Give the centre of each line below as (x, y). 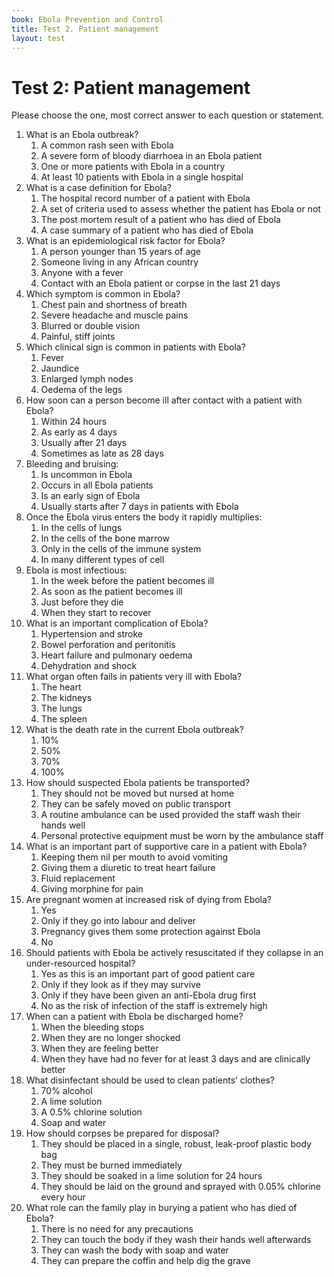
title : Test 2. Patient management (85, 29)
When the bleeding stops (92, 1027)
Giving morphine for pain (92, 889)
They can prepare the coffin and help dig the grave (145, 1261)
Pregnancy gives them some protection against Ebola (150, 932)
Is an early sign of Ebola (90, 496)
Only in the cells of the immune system (121, 549)
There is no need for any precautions (117, 1229)
